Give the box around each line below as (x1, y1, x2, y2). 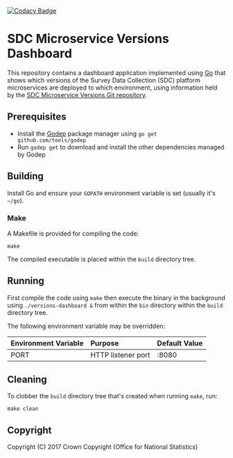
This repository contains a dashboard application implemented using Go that (7, 68, 226, 76)
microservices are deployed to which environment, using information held (7, 83, 218, 92)
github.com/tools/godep (17, 136, 87, 144)
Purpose (89, 338, 119, 347)
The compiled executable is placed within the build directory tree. (7, 254, 196, 263)
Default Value (157, 338, 203, 347)
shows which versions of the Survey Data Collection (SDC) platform (7, 76, 201, 84)
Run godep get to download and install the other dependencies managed (17, 142, 225, 151)
